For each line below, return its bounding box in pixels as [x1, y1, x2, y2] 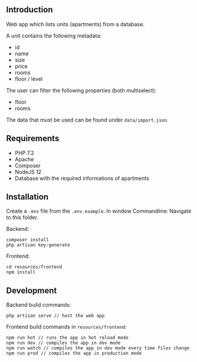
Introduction [6, 5, 53, 15]
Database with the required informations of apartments [14, 174, 150, 182]
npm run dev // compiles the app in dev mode [6, 340, 120, 346]
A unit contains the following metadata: [6, 32, 102, 39]
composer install [6, 237, 49, 243]
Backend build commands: [6, 301, 71, 308]
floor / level [14, 75, 43, 82]
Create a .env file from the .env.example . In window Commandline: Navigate [6, 208, 192, 215]
